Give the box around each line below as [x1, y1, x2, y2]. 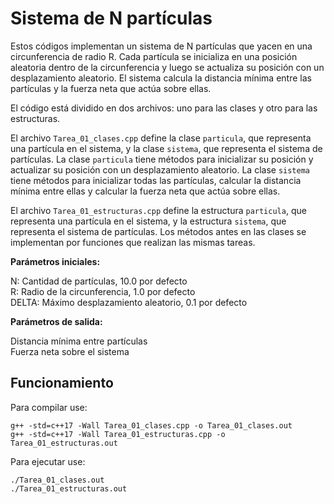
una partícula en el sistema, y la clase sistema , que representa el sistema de [10, 142, 323, 154]
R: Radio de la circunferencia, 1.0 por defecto [10, 285, 196, 297]
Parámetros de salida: [10, 315, 103, 327]
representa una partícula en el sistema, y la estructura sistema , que [10, 215, 287, 227]
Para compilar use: [10, 401, 88, 413]
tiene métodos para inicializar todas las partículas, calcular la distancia [10, 174, 302, 186]
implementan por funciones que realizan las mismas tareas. [10, 236, 256, 248]
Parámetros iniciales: [10, 255, 101, 267]
